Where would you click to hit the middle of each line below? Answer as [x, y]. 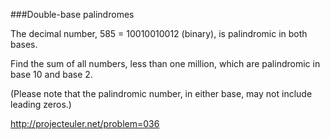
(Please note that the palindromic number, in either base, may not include [161, 93]
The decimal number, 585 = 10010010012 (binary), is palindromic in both [159, 33]
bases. [24, 44]
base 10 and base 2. [51, 74]
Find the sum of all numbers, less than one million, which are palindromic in [165, 63]
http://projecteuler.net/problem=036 [85, 123]
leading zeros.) [41, 104]
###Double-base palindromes [72, 14]
